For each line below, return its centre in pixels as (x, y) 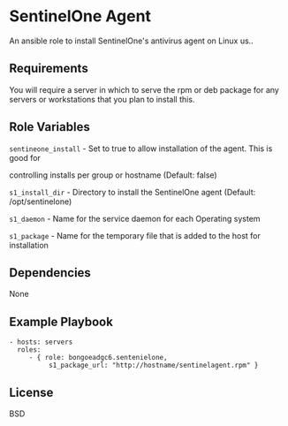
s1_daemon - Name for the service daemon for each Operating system (135, 218)
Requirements (49, 68)
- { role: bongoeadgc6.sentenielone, (98, 358)
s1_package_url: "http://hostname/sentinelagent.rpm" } (153, 365)
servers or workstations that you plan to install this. (102, 99)
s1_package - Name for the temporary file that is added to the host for (135, 235)
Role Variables (49, 127)
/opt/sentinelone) (41, 202)
